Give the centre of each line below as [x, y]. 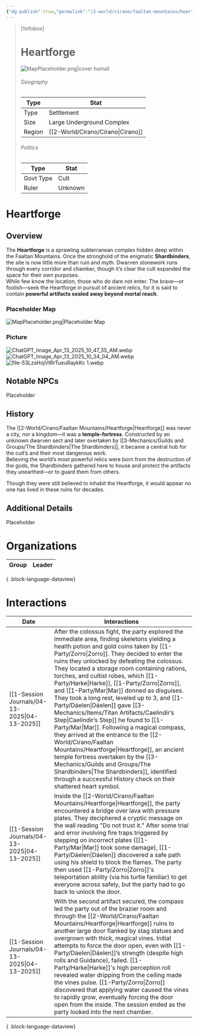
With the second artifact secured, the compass [119, 901]
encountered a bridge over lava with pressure [117, 810]
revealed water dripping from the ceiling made [118, 975]
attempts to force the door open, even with [113, 945]
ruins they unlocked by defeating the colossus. [119, 661]
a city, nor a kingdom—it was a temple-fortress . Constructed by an [88, 435]
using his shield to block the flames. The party [118, 862]
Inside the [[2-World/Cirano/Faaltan [104, 795]
